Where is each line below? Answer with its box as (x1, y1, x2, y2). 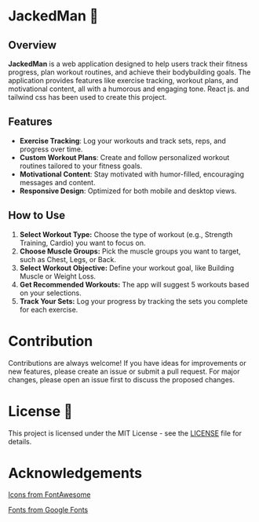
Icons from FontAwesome (8, 490, 91, 499)
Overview (8, 38, 57, 52)
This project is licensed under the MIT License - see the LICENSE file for (8, 428, 242, 438)
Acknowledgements (8, 464, 143, 482)
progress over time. (19, 144, 83, 154)
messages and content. (19, 177, 96, 187)
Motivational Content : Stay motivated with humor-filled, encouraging (19, 169, 245, 179)
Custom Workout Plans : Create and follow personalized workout (19, 152, 230, 162)
